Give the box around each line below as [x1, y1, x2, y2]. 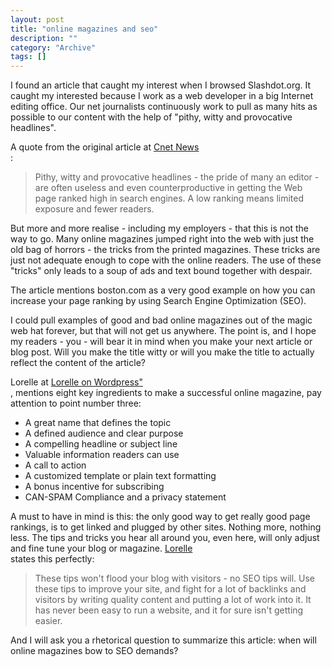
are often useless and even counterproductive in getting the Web [34, 182, 303, 194]
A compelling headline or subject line [24, 438, 178, 450]
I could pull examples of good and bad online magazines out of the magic [10, 314, 313, 326]
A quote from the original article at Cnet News [10, 141, 200, 153]
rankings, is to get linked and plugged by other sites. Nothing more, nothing [10, 521, 322, 533]
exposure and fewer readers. [34, 203, 155, 215]
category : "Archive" [10, 42, 97, 53]
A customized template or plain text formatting [24, 470, 217, 482]
